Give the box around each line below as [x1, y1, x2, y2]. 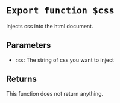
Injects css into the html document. [6, 22, 93, 30]
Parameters [6, 40, 51, 50]
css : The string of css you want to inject [14, 56, 115, 64]
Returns [6, 74, 37, 84]
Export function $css [6, 5, 115, 16]
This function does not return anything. [6, 90, 104, 97]
